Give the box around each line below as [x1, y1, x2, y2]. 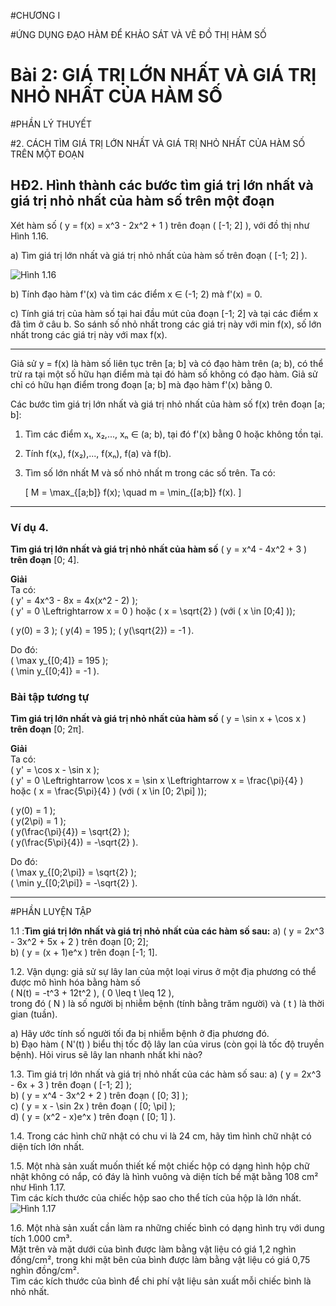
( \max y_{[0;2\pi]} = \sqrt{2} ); [10, 866, 137, 879]
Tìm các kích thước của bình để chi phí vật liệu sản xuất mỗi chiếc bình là [10, 1275, 312, 1287]
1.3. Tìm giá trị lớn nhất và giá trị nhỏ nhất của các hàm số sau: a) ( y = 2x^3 [10, 1068, 322, 1080]
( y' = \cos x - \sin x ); [10, 764, 100, 776]
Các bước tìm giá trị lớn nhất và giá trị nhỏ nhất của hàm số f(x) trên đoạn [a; [10, 398, 326, 410]
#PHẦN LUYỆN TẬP [10, 906, 92, 918]
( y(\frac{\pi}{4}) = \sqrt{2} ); [10, 826, 130, 838]
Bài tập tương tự [10, 690, 90, 704]
